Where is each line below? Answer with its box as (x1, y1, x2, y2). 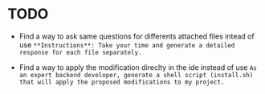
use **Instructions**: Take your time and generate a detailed (18, 39, 235, 49)
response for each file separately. (18, 48, 142, 56)
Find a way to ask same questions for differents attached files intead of (18, 31, 255, 41)
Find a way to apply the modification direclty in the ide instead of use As (18, 62, 258, 72)
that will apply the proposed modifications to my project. (18, 78, 225, 86)
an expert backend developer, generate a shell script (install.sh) (18, 71, 254, 79)
